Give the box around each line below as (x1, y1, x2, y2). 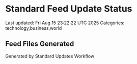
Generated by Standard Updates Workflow (5, 53, 95, 59)
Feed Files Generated (5, 40, 74, 48)
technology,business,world (5, 25, 62, 31)
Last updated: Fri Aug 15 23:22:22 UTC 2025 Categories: (5, 20, 125, 26)
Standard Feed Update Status (5, 3, 132, 15)
